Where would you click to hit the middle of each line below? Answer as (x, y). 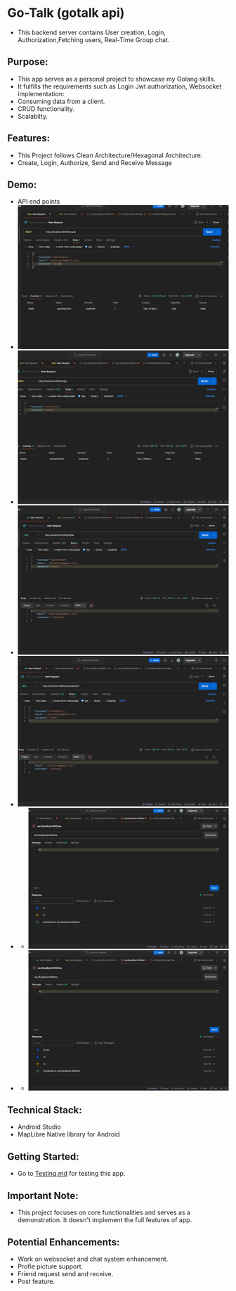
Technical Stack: (45, 1110)
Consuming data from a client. (61, 101)
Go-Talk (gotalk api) (66, 13)
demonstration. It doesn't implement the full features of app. (105, 1220)
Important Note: (43, 1195)
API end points (39, 202)
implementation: (41, 93)
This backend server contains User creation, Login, (92, 32)
